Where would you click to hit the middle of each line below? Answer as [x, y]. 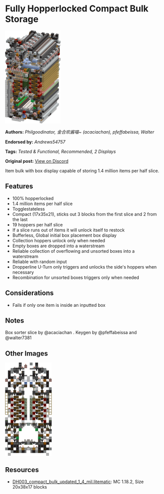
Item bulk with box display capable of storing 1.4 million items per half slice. [82, 171]
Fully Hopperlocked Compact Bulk [77, 9]
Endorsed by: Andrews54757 [35, 141]
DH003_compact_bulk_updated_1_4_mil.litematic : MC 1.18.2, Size [78, 482]
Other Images [27, 353]
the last [20, 219]
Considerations [29, 293]
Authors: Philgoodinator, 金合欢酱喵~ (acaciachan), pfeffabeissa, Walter [80, 132]
